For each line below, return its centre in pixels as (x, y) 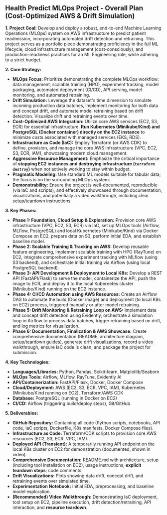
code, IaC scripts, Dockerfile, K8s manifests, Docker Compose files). (83, 428)
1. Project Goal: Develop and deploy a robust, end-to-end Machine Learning (83, 28)
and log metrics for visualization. (46, 326)
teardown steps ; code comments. (48, 470)
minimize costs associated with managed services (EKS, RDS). (77, 137)
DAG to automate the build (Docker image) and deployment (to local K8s (86, 299)
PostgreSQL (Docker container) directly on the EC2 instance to (79, 132)
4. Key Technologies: (27, 362)
